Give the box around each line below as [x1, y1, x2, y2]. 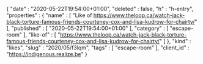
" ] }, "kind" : [159, 38, 191, 44]
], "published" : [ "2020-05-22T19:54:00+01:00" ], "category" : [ [6, 24, 169, 32]
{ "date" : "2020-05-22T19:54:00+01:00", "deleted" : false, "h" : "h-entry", [6, 5, 194, 12]
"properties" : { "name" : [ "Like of [6, 12, 92, 19]
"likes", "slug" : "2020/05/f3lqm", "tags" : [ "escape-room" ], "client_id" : [6, 44, 190, 51]
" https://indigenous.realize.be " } [6, 51, 87, 57]
